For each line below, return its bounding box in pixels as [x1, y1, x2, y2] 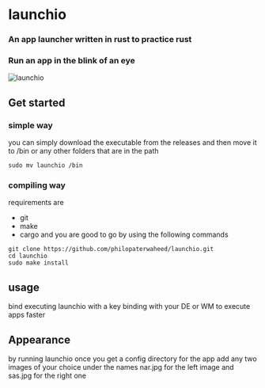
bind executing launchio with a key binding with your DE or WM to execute [8, 302, 251, 311]
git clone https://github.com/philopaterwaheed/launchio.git [8, 245, 214, 253]
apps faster [8, 310, 46, 320]
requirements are [8, 198, 65, 207]
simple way [8, 120, 53, 131]
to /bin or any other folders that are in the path [8, 146, 160, 156]
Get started [8, 96, 66, 109]
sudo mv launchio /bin [8, 162, 83, 169]
